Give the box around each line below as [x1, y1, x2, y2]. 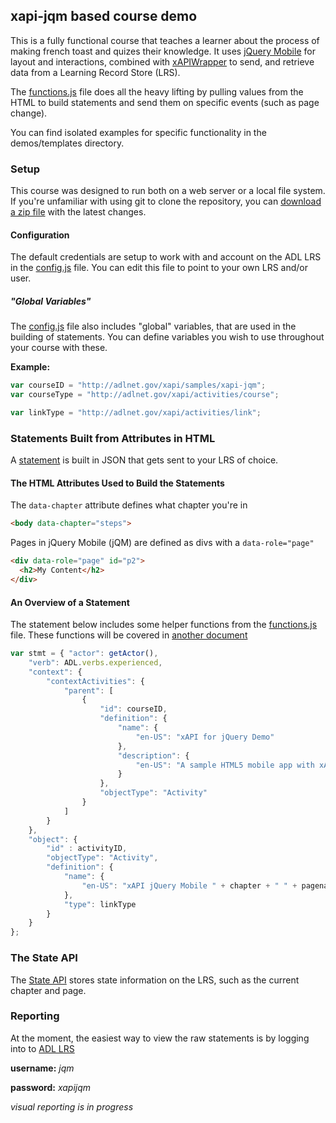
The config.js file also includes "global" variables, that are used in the [10, 320, 297, 333]
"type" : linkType [63, 899, 137, 909]
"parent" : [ [63, 685, 114, 696]
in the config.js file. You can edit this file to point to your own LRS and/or [10, 262, 309, 274]
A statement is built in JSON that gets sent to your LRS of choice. [10, 454, 279, 466]
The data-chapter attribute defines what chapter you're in [10, 499, 248, 511]
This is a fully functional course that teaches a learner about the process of [10, 34, 320, 46]
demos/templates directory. [10, 137, 125, 149]
